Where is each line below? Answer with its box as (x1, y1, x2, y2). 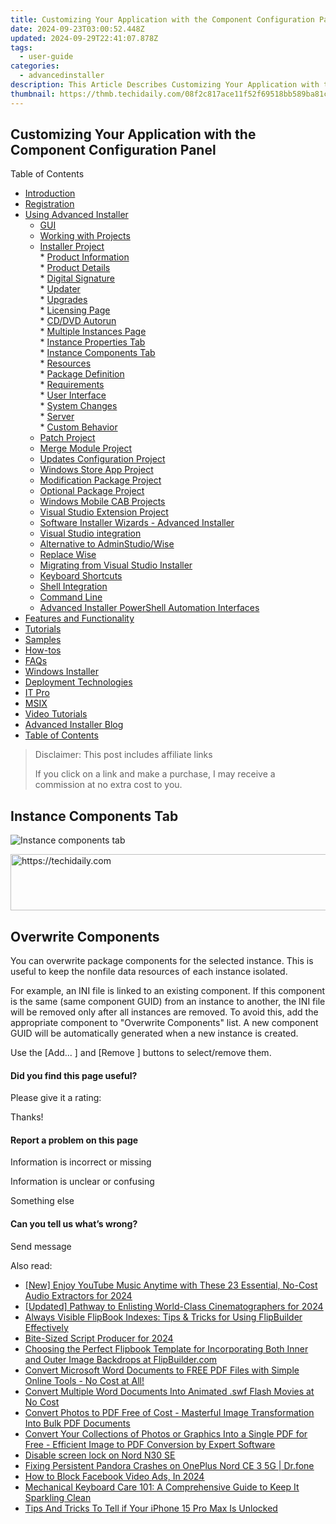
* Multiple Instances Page (39, 326, 147, 338)
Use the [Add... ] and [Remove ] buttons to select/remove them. (10, 1047, 272, 1059)
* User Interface (39, 389, 107, 401)
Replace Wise (39, 549, 97, 561)
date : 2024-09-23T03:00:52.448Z (10, 24, 145, 34)
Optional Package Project (39, 485, 145, 497)
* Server (39, 411, 75, 423)
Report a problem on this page (10, 1134, 139, 1146)
